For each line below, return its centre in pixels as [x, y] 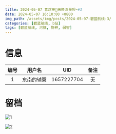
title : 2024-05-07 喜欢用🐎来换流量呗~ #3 [44, 10]
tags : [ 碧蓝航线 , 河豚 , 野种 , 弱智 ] [39, 28]
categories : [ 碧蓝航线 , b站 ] [33, 23]
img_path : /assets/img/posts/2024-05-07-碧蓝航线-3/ [58, 19]
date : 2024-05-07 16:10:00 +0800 [39, 14]
